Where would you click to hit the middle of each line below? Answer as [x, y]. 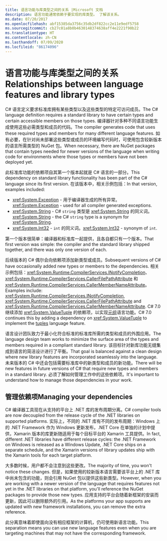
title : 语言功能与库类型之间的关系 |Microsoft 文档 [54, 10]
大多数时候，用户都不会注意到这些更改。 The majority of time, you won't [79, 466]
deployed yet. [19, 162]
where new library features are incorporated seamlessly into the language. [82, 357]
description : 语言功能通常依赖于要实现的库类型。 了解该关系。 [63, 14]
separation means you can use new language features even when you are [81, 528]
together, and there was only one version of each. [56, 250]
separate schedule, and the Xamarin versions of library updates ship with [80, 450]
